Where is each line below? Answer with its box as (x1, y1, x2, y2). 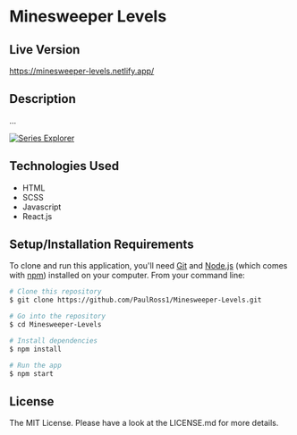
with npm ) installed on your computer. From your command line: (9, 270, 246, 281)
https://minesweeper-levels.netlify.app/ (9, 65, 155, 76)
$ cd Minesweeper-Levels (9, 320, 102, 329)
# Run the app (9, 361, 63, 370)
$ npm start (9, 369, 54, 378)
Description (9, 91, 76, 107)
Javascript (21, 201, 62, 212)
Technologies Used (9, 158, 119, 174)
